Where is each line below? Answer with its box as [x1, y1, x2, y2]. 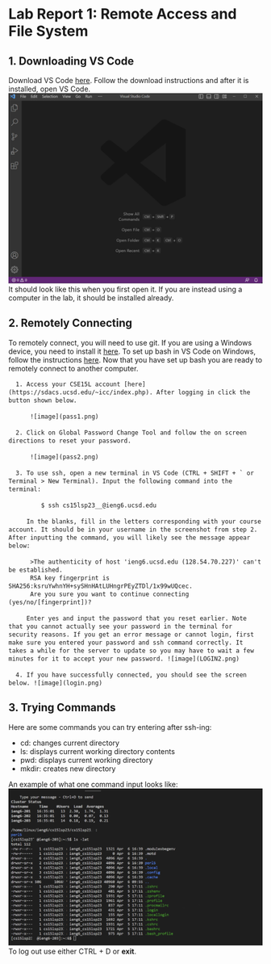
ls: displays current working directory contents [19, 746, 176, 756]
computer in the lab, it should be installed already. [8, 293, 174, 303]
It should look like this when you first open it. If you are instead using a [8, 284, 243, 295]
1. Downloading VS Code [8, 54, 135, 68]
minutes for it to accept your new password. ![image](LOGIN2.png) [8, 655, 240, 663]
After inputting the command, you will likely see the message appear [8, 534, 251, 542]
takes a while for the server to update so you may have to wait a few [8, 647, 254, 655]
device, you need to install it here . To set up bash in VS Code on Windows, [8, 346, 256, 356]
